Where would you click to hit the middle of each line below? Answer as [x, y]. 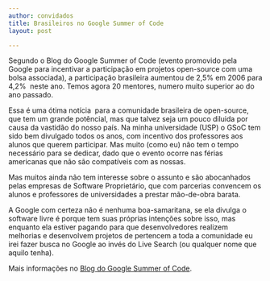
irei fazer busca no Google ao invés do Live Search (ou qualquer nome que [133, 244]
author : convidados [41, 16]
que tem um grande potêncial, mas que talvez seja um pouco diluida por [128, 119]
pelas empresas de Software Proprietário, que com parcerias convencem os [135, 186]
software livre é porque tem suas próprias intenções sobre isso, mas [122, 219]
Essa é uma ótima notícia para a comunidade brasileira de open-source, [129, 110]
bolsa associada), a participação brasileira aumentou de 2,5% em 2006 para [135, 78]
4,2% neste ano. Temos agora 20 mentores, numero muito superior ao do [132, 86]
